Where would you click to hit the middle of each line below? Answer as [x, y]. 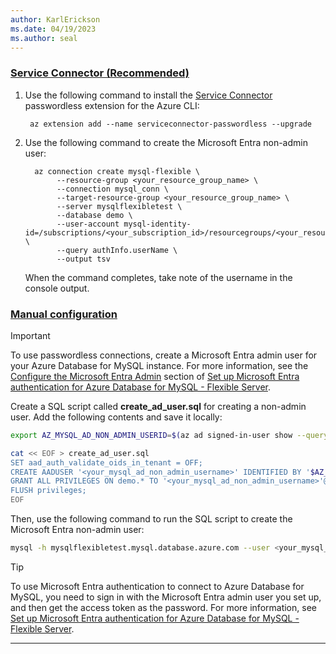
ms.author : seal [44, 38]
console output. [57, 288]
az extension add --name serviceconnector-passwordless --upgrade [170, 124]
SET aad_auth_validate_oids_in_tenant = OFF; [106, 462]
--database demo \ [94, 215]
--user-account [88, 224]
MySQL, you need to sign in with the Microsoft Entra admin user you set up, [166, 597]
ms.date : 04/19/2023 [53, 29]
